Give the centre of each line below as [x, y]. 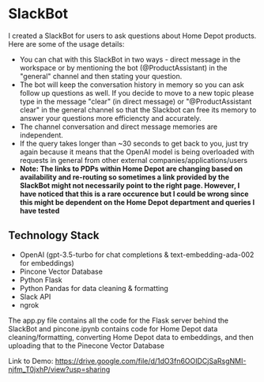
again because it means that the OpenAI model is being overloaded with [137, 152]
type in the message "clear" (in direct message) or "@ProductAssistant [136, 101]
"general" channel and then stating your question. [101, 76]
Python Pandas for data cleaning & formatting [94, 288]
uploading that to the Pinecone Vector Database [86, 346]
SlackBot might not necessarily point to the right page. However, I [130, 185]
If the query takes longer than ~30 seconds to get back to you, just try [134, 143]
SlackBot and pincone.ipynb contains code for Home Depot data [113, 328]
